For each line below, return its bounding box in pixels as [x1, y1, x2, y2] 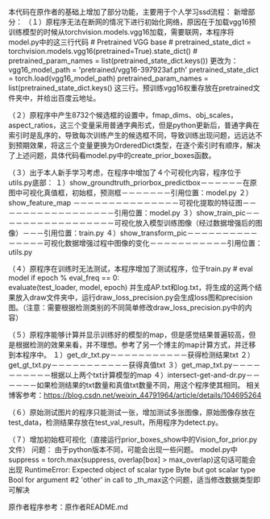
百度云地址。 [57, 93, 101, 102]
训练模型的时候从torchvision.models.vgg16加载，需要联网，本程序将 [8, 27, 235, 36]
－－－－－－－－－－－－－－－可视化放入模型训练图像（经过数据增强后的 [8, 218, 255, 227]
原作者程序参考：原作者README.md [8, 502, 129, 512]
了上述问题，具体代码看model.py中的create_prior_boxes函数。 [8, 151, 216, 160]
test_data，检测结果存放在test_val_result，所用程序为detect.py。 [8, 417, 223, 427]
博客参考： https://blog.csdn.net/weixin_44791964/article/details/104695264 [8, 390, 262, 400]
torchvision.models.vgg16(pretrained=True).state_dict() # [8, 47, 198, 56]
